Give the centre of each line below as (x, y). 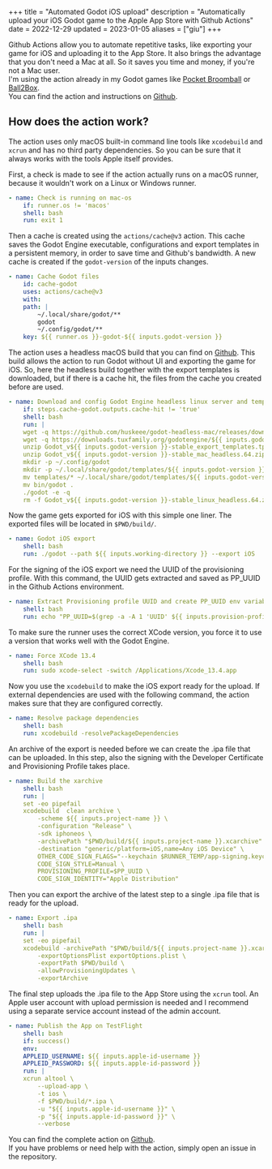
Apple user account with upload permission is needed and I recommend (129, 1003)
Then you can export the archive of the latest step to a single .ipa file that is (134, 895)
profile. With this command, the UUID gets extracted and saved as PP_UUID (134, 578)
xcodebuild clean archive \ (72, 811)
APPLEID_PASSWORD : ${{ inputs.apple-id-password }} (112, 1064)
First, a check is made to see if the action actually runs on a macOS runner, (134, 174)
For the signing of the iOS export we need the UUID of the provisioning (126, 569)
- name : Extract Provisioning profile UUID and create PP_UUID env (125, 602)
